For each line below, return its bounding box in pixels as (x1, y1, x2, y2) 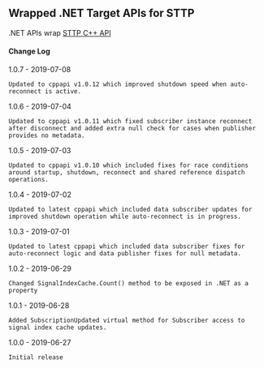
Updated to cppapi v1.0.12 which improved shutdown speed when (8, 80, 227, 88)
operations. (8, 176, 49, 184)
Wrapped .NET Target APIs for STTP (8, 6, 195, 20)
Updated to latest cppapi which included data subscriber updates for (8, 206, 253, 214)
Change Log (8, 46, 50, 56)
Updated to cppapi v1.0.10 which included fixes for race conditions (8, 161, 249, 169)
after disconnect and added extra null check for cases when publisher (8, 125, 256, 133)
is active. (44, 88, 82, 96)
